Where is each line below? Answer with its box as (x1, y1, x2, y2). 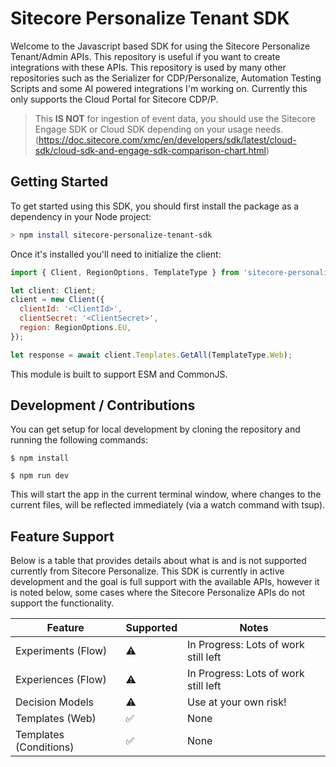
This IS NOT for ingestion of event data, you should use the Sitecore (34, 112, 316, 124)
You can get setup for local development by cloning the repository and (10, 423, 301, 436)
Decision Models (15, 695, 95, 709)
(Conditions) (15, 740, 75, 754)
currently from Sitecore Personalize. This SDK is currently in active (10, 565, 285, 577)
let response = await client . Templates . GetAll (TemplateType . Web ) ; (10, 350, 293, 360)
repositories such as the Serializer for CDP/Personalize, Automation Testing (10, 72, 322, 84)
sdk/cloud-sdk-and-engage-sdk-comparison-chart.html (34, 144, 267, 156)
